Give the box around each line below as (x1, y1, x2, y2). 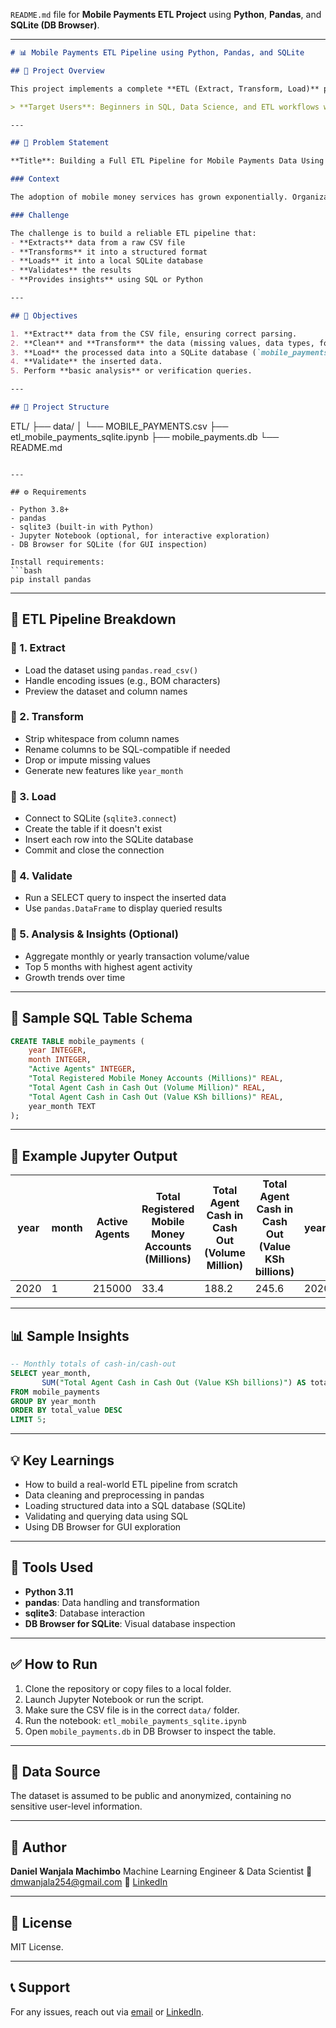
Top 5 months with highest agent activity (24, 960, 193, 973)
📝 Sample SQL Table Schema (10, 1010, 193, 1027)
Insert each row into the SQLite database (24, 834, 194, 846)
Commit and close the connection (24, 844, 165, 856)
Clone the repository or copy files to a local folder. (24, 1682, 232, 1694)
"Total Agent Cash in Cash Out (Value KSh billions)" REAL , (28, 1092, 284, 1102)
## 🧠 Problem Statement (10, 138, 110, 148)
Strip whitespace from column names (24, 732, 180, 744)
